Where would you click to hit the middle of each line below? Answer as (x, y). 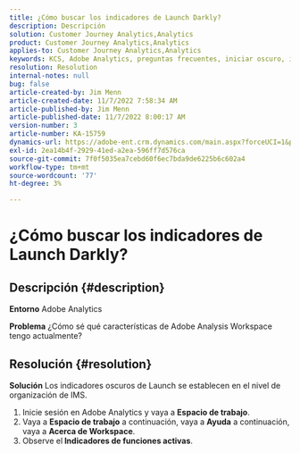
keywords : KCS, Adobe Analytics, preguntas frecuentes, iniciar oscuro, (147, 59)
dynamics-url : (36, 142)
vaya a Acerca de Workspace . (79, 431)
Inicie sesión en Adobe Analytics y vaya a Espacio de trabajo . (136, 412)
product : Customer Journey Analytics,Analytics (100, 42)
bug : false (29, 84)
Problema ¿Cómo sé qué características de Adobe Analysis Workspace (141, 326)
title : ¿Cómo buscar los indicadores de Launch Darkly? (115, 17)
